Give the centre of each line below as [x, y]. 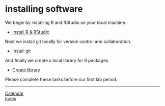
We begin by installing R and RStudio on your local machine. [66, 22]
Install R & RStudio [31, 32]
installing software [44, 9]
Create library [26, 70]
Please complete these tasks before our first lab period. [61, 79]
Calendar [14, 93]
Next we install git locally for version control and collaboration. [68, 41]
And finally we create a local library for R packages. [57, 60]
